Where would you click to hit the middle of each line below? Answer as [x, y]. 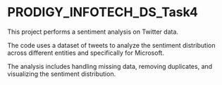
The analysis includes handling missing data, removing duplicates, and [110, 66]
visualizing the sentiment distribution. [62, 74]
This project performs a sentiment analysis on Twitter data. [93, 32]
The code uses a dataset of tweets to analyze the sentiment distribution [111, 45]
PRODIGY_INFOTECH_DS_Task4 [103, 12]
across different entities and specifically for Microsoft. [86, 53]
